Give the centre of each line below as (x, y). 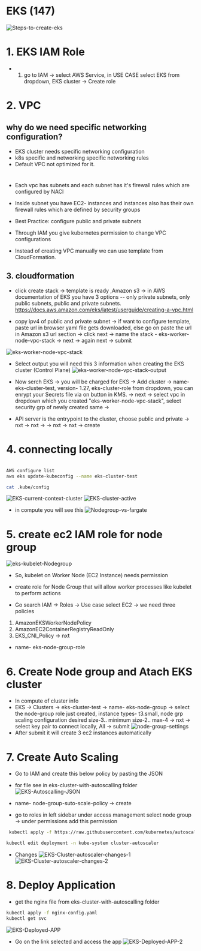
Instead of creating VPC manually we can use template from (89, 251)
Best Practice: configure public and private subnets (78, 221)
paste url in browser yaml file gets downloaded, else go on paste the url (103, 328)
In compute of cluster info (47, 701)
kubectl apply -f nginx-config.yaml (52, 913)
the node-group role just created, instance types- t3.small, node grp (99, 714)
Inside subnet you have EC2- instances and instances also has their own (104, 203)
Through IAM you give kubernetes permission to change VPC (90, 233)
